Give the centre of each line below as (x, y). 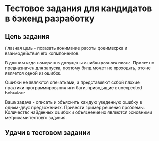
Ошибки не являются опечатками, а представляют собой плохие (72, 82)
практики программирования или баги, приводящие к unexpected (73, 87)
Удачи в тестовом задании (48, 133)
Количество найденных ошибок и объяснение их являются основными (79, 112)
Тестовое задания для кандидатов (79, 8)
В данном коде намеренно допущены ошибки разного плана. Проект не (80, 63)
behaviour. (16, 93)
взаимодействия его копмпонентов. (42, 53)
